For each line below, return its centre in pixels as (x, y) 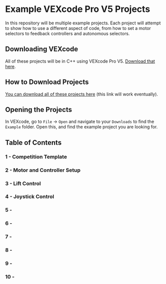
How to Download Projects (47, 82)
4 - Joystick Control (30, 196)
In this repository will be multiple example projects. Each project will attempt (83, 23)
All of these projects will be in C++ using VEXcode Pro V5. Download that (80, 61)
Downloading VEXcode (42, 49)
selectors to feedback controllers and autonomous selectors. (68, 33)
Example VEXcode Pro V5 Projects (78, 9)
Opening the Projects (39, 110)
